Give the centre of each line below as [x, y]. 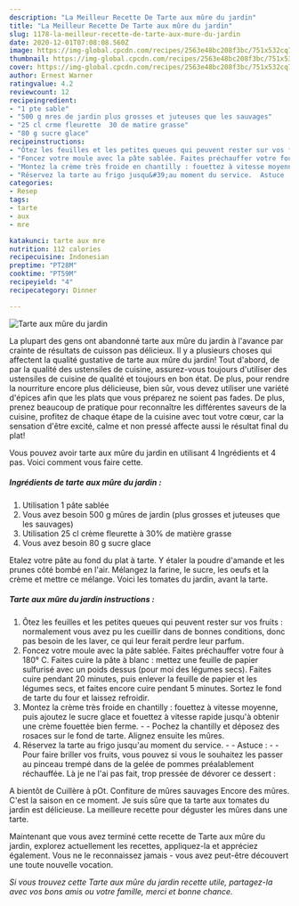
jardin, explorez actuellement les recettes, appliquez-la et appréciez [133, 845]
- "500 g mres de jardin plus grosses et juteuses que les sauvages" [141, 117]
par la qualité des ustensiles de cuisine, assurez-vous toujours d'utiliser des [148, 369]
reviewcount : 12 [39, 92]
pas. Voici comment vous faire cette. [77, 462]
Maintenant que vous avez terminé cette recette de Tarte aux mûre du [137, 836]
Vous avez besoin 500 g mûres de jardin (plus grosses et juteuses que [151, 514]
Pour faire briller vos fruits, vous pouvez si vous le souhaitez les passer [152, 755]
